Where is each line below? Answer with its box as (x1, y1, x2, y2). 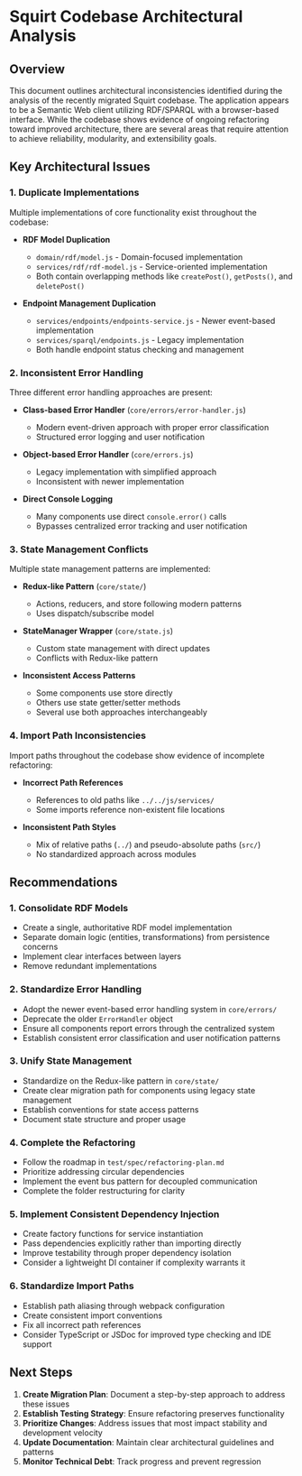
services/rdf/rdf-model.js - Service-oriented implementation (35, 261, 268, 272)
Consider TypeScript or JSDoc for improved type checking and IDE (22, 1329, 272, 1340)
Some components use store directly (35, 687, 173, 698)
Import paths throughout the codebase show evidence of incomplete (9, 750, 265, 761)
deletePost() (35, 281, 86, 291)
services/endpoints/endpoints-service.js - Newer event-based (35, 315, 276, 326)
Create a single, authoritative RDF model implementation (22, 922, 233, 933)
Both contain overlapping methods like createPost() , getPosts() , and (35, 271, 293, 281)
